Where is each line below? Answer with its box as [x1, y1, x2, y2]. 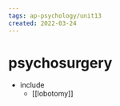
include [19, 80, 45, 90]
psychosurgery [8, 54, 113, 72]
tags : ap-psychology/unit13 [8, 11, 102, 20]
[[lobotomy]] [31, 89, 74, 99]
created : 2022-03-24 [8, 19, 78, 27]
